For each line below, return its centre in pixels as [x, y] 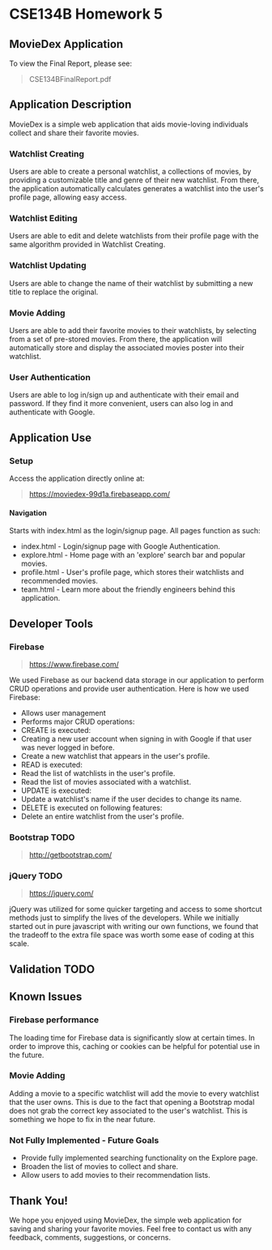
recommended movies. [59, 581]
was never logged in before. [68, 747]
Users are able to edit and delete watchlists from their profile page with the [134, 236]
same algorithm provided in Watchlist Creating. [87, 245]
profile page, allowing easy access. [68, 197]
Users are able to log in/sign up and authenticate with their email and [124, 395]
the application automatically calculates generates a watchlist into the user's [136, 189]
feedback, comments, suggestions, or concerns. [90, 1237]
